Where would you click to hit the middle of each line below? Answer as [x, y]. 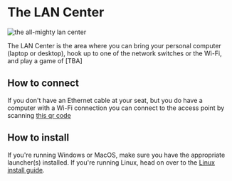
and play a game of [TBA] [45, 60]
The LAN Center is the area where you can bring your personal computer [115, 45]
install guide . [26, 170]
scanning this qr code [39, 115]
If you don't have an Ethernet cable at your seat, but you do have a [105, 100]
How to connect [43, 83]
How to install [38, 138]
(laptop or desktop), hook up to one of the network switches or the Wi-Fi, [115, 53]
